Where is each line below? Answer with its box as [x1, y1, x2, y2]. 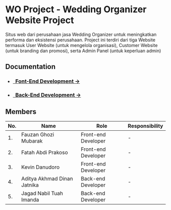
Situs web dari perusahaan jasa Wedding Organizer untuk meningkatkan [5, 31, 157, 37]
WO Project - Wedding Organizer [5, 4, 147, 15]
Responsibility [128, 122, 163, 129]
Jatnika [21, 181, 39, 189]
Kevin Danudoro [21, 164, 60, 171]
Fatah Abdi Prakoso [21, 149, 68, 156]
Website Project [5, 14, 74, 26]
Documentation [5, 62, 56, 71]
